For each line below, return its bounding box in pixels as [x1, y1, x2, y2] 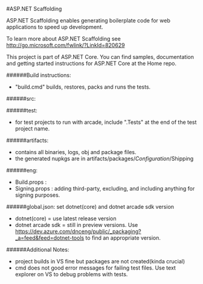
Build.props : [14, 178, 47, 186]
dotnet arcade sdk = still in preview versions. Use [14, 221, 138, 228]
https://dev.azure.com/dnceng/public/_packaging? [14, 228, 141, 235]
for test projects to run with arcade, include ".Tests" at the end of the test [14, 118, 197, 126]
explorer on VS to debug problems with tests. [14, 271, 128, 278]
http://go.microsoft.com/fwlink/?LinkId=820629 [6, 42, 125, 49]
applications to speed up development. [6, 24, 103, 30]
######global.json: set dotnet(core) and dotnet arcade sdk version [6, 203, 174, 210]
